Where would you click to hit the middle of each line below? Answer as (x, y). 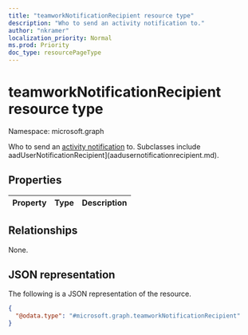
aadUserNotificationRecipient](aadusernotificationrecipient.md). (114, 155)
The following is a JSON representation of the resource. (100, 294)
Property (30, 203)
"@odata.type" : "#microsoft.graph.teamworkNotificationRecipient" (128, 316)
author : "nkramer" (39, 30)
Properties (35, 180)
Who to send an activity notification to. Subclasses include (104, 146)
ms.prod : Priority (39, 45)
